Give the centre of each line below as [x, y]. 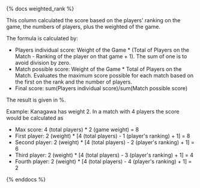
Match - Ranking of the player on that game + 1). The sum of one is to [101, 56]
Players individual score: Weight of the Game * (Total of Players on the [102, 50]
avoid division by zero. [43, 63]
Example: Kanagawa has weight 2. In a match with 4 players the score [93, 111]
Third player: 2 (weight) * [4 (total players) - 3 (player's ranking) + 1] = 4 [104, 155]
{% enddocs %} [26, 179]
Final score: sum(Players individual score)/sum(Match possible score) [101, 88]
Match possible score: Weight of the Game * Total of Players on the [98, 69]
